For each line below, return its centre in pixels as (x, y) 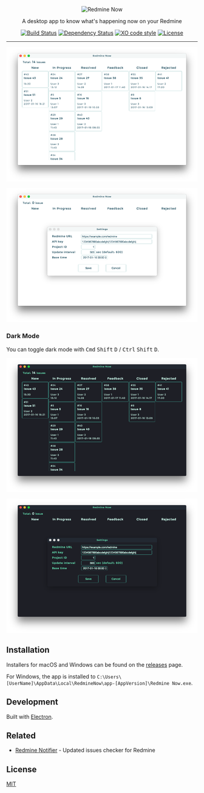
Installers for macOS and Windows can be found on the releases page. (95, 664)
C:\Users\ (109, 677)
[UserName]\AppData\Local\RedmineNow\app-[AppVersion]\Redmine (88, 683)
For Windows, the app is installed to (51, 676)
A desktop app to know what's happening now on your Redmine (102, 21)
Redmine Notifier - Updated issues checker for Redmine (85, 750)
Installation (28, 650)
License (22, 769)
